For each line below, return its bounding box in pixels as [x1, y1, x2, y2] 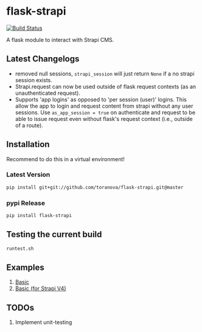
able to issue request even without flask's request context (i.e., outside [15, 115, 193, 122]
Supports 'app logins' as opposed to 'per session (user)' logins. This [15, 95, 187, 103]
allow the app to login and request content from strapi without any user [15, 102, 193, 109]
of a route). [15, 122, 44, 129]
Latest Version [6, 170, 50, 179]
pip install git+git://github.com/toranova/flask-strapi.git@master [6, 184, 184, 190]
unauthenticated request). [15, 89, 81, 97]
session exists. [15, 76, 53, 83]
